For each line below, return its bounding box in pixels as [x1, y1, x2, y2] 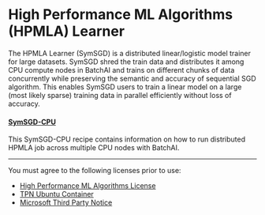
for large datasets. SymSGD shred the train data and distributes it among [8, 57, 244, 66]
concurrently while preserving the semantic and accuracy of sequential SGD [8, 74, 256, 83]
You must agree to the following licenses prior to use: [8, 166, 181, 175]
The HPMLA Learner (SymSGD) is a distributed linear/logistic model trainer [8, 48, 251, 58]
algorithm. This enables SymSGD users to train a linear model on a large [8, 81, 242, 92]
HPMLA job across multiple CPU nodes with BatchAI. [8, 143, 180, 153]
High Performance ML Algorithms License [19, 181, 156, 190]
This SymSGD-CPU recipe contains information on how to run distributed [8, 134, 246, 144]
